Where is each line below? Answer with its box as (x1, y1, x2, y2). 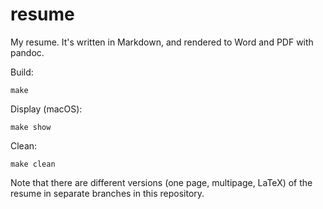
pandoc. (10, 46, 45, 58)
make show (10, 122, 52, 132)
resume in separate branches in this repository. (10, 187, 205, 199)
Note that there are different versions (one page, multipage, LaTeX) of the (10, 176, 313, 188)
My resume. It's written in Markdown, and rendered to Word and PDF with (10, 36, 314, 48)
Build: (10, 66, 34, 78)
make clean (10, 159, 56, 169)
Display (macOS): (10, 103, 83, 115)
